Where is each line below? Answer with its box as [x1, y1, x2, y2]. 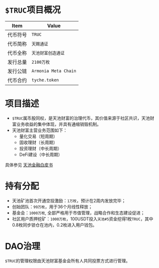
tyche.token [31, 77, 59, 83]
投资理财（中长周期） [19, 145, 62, 151]
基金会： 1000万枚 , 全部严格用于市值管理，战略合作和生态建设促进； [12, 210, 145, 216]
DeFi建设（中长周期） [19, 151, 63, 157]
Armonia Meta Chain [31, 68, 76, 73]
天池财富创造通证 [31, 50, 65, 56]
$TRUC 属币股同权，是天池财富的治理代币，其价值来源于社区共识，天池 [12, 115, 150, 121]
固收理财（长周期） [19, 139, 58, 145]
